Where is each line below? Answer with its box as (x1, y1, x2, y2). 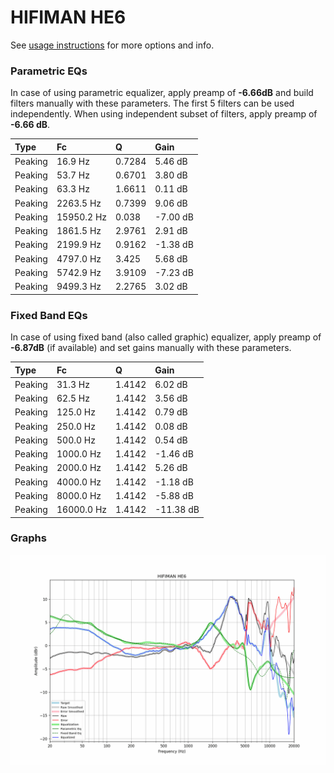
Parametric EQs (10, 64, 88, 78)
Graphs (10, 531, 47, 545)
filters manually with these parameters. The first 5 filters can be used (10, 97, 295, 110)
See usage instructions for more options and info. (10, 39, 215, 51)
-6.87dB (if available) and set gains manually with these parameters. (10, 342, 292, 354)
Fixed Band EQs (10, 308, 88, 322)
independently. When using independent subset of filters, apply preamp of (10, 108, 318, 120)
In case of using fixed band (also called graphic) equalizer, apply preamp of (10, 331, 322, 343)
